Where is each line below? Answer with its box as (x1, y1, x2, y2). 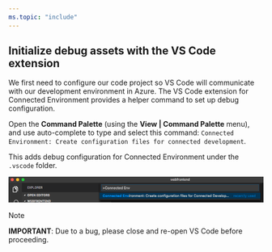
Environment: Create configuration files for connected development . (8, 136, 247, 146)
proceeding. (8, 234, 49, 244)
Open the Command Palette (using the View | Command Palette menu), (8, 120, 250, 129)
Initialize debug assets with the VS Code (8, 44, 216, 58)
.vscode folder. (8, 161, 57, 170)
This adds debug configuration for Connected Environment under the (8, 152, 240, 162)
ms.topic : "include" (8, 13, 79, 21)
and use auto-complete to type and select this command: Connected (8, 128, 235, 137)
